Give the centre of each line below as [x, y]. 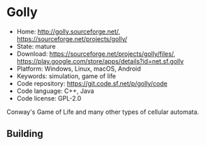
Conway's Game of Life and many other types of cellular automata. [103, 112]
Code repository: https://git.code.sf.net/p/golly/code [92, 83]
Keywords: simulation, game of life [66, 76]
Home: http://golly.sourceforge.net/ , [68, 31]
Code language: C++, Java [56, 91]
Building [25, 134]
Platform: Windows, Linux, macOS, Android [79, 68]
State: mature [36, 46]
